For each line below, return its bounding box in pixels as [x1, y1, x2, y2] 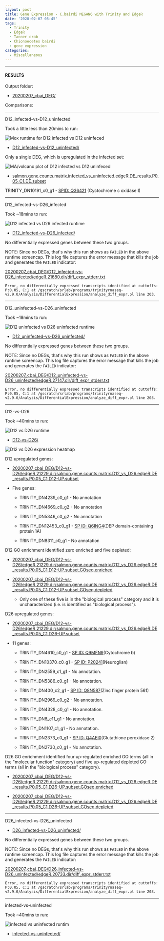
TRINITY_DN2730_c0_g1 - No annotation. [19, 744, 102, 750]
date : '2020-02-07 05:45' [5, 16, 58, 21]
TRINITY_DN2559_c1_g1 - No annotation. [19, 669, 102, 674]
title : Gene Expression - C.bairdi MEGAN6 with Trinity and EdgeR [5, 12, 143, 17]
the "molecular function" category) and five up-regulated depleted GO [5, 759, 146, 765]
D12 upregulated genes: [5, 456, 53, 461]
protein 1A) [19, 528, 41, 534]
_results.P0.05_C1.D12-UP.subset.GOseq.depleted [12, 586, 113, 592]
